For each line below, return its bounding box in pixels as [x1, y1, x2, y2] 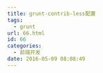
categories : [7, 42, 42, 49]
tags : [7, 17, 23, 24]
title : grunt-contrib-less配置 [7, 10, 96, 17]
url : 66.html [7, 29, 45, 37]
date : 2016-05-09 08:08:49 [7, 56, 86, 63]
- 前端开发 [13, 49, 41, 56]
